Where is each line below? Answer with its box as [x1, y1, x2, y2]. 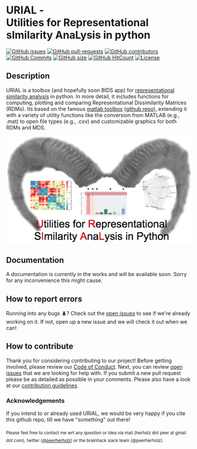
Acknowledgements [6, 396, 65, 404]
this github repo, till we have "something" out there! [6, 416, 131, 423]
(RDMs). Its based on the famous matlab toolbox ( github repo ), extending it [6, 105, 187, 112]
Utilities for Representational [6, 16, 149, 29]
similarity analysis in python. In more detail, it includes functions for [6, 93, 169, 100]
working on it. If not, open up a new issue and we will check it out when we [6, 318, 188, 325]
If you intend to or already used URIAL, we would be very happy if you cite [6, 410, 186, 417]
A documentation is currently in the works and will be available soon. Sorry [6, 271, 187, 278]
